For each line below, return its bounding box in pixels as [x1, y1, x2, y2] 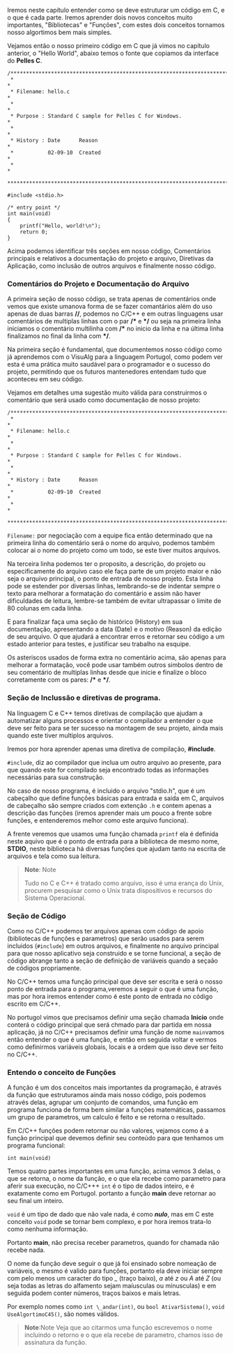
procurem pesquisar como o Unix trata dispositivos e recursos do [24, 886, 212, 894]
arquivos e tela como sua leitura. [7, 852, 101, 860]
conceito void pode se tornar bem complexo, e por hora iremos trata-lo [7, 1218, 212, 1226]
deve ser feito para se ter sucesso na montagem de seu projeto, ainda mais [7, 724, 224, 732]
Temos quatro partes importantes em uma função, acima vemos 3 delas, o [7, 1167, 221, 1175]
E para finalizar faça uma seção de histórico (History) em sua [7, 618, 183, 626]
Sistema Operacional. [24, 894, 86, 902]
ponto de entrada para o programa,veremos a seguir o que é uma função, [7, 984, 219, 993]
